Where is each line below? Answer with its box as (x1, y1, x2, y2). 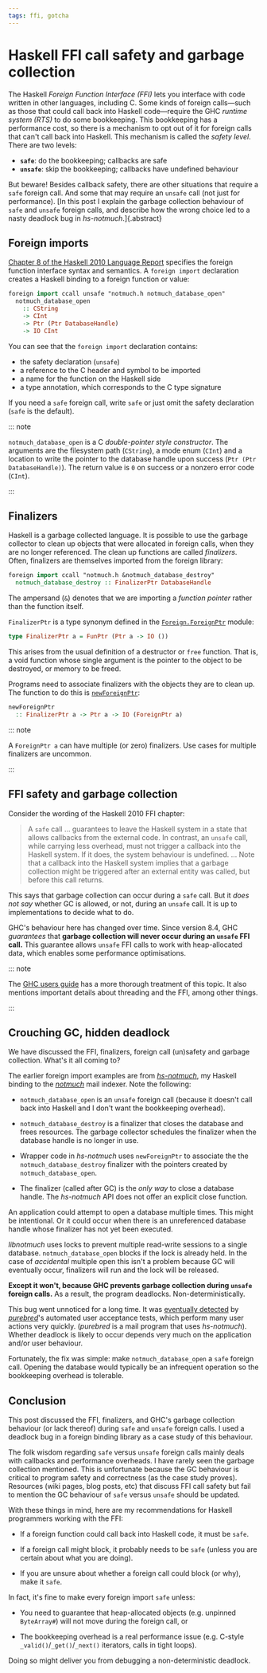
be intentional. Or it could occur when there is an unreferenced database (8, 1216, 246, 1226)
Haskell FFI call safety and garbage (8, 45, 245, 64)
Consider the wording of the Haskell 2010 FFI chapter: (8, 808, 185, 818)
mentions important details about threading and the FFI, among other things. (8, 988, 258, 997)
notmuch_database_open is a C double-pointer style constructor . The (8, 437, 229, 446)
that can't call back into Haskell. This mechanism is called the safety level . (8, 132, 252, 141)
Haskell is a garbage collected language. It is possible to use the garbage (8, 531, 249, 540)
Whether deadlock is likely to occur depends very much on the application (8, 1330, 252, 1340)
